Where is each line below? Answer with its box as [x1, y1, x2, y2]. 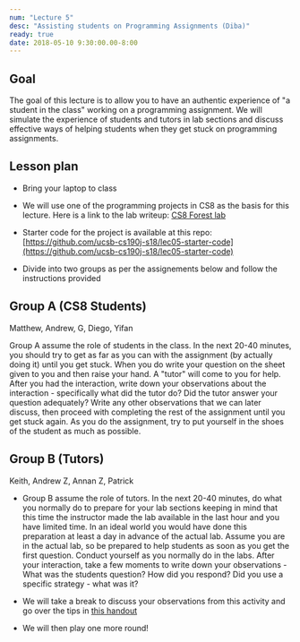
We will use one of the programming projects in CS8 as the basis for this [21, 200, 289, 210]
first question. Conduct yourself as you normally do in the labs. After [21, 550, 275, 561]
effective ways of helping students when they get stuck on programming [9, 124, 278, 134]
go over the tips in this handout [21, 605, 138, 616]
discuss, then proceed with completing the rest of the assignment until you [9, 407, 286, 417]
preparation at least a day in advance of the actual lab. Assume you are [21, 530, 286, 542]
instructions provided [21, 272, 101, 283]
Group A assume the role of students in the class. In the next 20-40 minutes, [9, 339, 292, 350]
